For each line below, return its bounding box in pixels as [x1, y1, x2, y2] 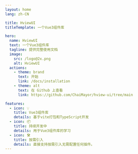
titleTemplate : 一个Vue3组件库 [5, 25, 64, 30]
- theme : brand [14, 70, 45, 75]
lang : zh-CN [5, 12, 29, 17]
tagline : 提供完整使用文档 [9, 47, 58, 52]
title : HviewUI [5, 20, 36, 25]
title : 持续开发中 [14, 124, 47, 129]
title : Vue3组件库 [14, 110, 49, 115]
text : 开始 [17, 74, 39, 79]
